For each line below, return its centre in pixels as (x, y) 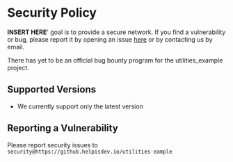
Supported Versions (51, 89)
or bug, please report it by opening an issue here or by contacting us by (110, 39)
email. (16, 47)
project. (18, 67)
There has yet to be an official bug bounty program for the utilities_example (115, 60)
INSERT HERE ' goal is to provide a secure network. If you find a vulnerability (116, 32)
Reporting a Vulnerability (63, 128)
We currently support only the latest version (80, 106)
